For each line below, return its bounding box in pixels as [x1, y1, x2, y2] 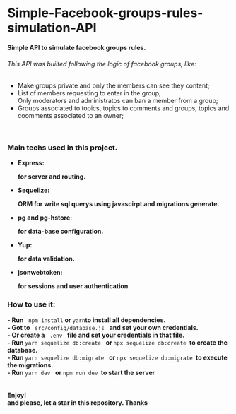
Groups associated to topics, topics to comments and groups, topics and [17, 104, 230, 112]
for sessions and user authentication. [17, 282, 131, 290]
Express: [17, 159, 45, 167]
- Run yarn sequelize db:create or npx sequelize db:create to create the [7, 338, 228, 347]
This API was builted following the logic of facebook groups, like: [7, 59, 196, 68]
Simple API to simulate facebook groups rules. [7, 43, 146, 52]
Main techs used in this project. [7, 143, 118, 153]
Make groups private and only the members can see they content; [17, 81, 210, 90]
